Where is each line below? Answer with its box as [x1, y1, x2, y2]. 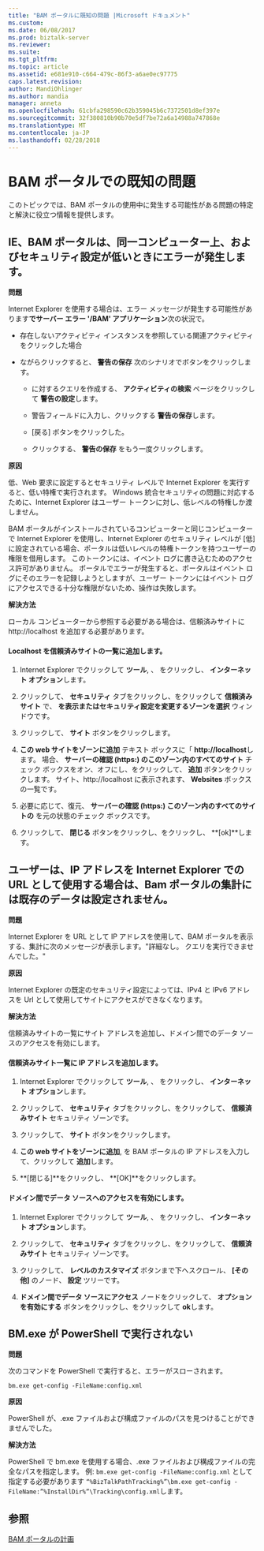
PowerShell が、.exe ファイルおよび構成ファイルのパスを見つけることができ [8, 1414, 255, 1423]
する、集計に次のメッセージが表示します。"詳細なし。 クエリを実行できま [8, 942, 247, 951]
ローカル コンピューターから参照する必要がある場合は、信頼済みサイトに [8, 617, 245, 626]
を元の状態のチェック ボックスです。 [35, 811, 154, 820]
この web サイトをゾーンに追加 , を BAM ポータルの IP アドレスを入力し [19, 1147, 251, 1157]
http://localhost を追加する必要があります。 [8, 626, 149, 636]
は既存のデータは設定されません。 [8, 892, 174, 906]
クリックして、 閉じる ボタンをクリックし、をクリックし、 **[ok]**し [19, 828, 246, 837]
